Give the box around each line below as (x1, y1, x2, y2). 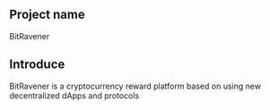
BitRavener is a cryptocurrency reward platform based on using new (9, 80, 262, 91)
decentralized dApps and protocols (9, 89, 140, 101)
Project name (9, 7, 85, 22)
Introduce (9, 57, 65, 72)
